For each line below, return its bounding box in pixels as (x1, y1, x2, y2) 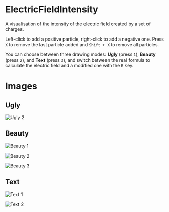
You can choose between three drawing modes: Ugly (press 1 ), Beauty (5, 51, 156, 57)
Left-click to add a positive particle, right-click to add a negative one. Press (5, 36, 164, 42)
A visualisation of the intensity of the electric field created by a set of (5, 21, 151, 27)
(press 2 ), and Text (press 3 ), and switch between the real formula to (5, 56, 150, 63)
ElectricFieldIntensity (5, 4, 98, 15)
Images (5, 81, 37, 92)
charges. (5, 26, 24, 32)
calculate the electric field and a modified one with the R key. (5, 62, 134, 68)
